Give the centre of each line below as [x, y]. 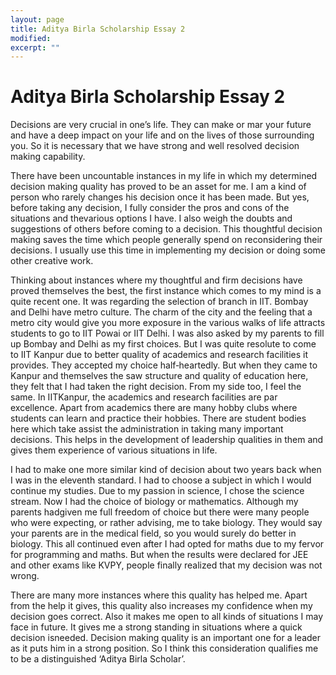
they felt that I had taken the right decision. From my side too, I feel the [156, 387]
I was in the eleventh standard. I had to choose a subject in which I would [161, 480]
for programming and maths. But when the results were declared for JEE [159, 555]
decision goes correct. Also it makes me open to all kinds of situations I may [167, 617]
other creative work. [52, 261]
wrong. [25, 576]
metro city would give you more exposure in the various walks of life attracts [168, 323]
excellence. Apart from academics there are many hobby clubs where [154, 408]
